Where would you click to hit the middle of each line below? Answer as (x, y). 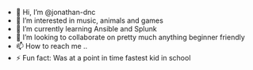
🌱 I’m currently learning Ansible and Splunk (86, 29)
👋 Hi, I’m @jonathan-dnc (56, 12)
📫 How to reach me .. (52, 46)
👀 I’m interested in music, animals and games (90, 20)
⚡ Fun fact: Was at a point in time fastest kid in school (103, 58)
